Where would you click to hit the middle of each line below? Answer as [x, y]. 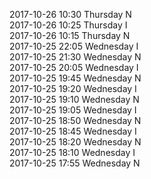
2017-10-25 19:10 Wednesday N [74, 99]
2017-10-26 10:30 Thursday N [70, 14]
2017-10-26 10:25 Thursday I [68, 25]
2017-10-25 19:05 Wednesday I [73, 110]
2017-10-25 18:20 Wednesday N [75, 142]
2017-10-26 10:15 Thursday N [70, 35]
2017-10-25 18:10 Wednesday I [72, 152]
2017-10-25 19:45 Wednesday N [75, 78]
